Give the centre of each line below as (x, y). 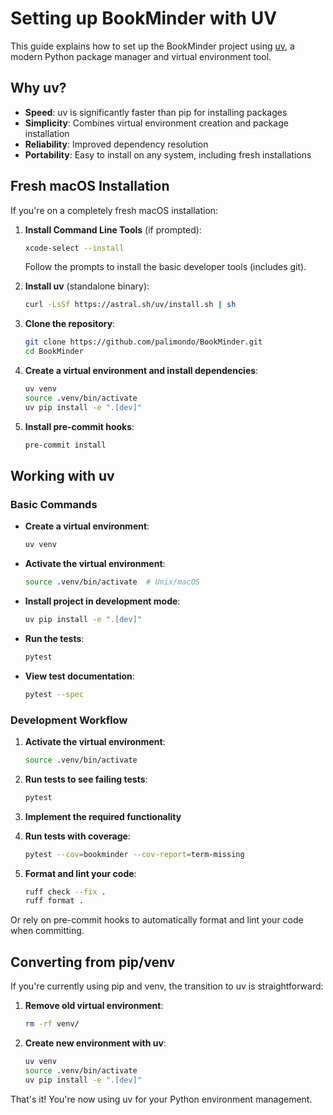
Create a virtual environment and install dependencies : (141, 371)
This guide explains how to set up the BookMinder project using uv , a (152, 46)
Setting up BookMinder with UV (144, 18)
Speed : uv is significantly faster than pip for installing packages (156, 112)
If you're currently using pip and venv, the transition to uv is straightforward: (167, 986)
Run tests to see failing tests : (86, 779)
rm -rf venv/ (52, 1024)
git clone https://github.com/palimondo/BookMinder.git (143, 342)
